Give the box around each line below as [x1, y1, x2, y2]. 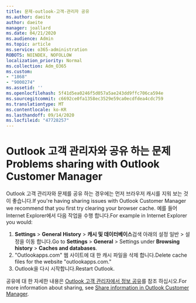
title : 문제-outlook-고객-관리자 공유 [6, 8, 90, 15]
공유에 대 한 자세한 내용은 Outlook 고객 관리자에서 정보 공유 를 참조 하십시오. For [6, 278, 187, 285]
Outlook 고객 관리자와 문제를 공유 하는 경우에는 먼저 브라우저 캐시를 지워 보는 [6, 190, 183, 197]
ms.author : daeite [6, 14, 51, 20]
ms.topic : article [6, 42, 51, 47]
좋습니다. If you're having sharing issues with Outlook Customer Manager [12, 198, 186, 205]
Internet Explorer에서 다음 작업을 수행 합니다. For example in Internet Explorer [6, 212, 187, 219]
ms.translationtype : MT [6, 101, 64, 107]
